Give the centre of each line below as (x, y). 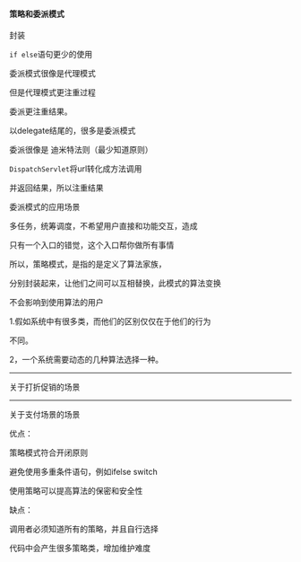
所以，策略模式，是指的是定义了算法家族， (88, 264)
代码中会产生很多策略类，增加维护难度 (80, 549)
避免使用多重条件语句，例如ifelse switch (84, 472)
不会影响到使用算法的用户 (56, 303)
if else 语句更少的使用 (51, 55)
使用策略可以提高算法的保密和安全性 (76, 491)
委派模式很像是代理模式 (52, 74)
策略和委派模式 (37, 13)
